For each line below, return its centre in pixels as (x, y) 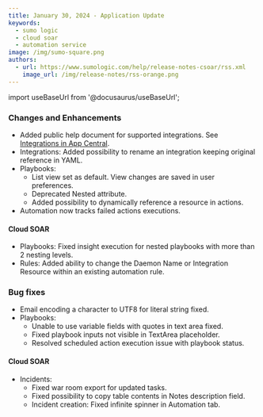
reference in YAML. (51, 160)
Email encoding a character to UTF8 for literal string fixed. (114, 309)
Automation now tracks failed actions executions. (100, 210)
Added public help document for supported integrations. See (119, 135)
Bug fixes (27, 293)
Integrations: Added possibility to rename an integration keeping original (137, 151)
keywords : (25, 23)
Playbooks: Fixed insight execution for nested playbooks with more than (137, 247)
